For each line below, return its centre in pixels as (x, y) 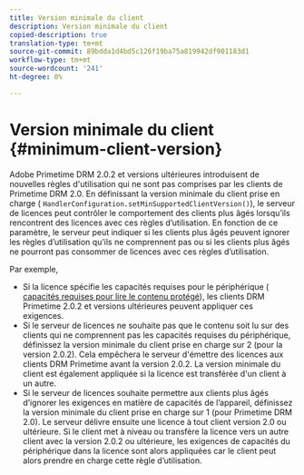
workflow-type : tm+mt (50, 60)
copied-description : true (58, 35)
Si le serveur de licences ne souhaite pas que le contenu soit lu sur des (156, 325)
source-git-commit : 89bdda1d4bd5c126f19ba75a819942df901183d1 (129, 52)
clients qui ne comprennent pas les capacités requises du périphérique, (157, 335)
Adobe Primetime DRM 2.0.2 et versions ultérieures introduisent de (135, 174)
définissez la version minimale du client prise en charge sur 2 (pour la (152, 344)
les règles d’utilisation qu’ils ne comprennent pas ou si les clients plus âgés (150, 242)
